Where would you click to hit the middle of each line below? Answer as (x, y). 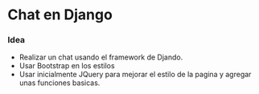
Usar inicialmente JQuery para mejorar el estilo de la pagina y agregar (135, 75)
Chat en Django (60, 15)
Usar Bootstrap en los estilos (67, 66)
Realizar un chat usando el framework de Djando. (101, 57)
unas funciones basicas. (60, 83)
